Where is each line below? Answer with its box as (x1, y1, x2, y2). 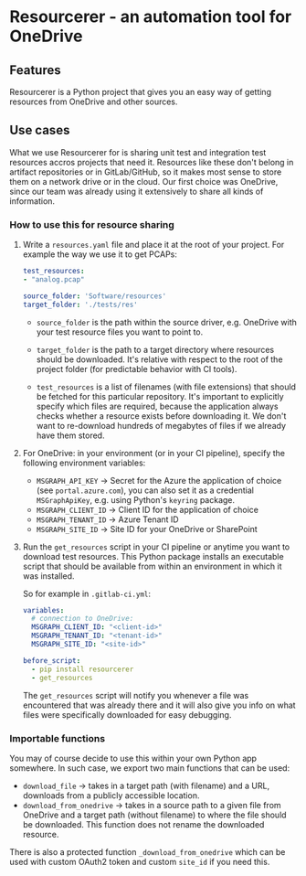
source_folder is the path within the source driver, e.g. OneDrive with (36, 316, 297, 327)
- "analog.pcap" (22, 274, 85, 284)
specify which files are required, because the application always (36, 401, 279, 411)
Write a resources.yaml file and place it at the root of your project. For (22, 240, 285, 251)
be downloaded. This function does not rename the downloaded (22, 818, 265, 829)
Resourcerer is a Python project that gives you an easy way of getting (9, 87, 272, 97)
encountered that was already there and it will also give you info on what (22, 700, 296, 710)
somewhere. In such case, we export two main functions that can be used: (9, 762, 290, 774)
